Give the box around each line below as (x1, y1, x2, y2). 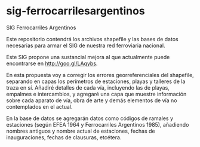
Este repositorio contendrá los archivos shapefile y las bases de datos (6, 35, 179, 42)
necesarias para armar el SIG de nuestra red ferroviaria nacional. (6, 42, 165, 49)
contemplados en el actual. (6, 103, 73, 110)
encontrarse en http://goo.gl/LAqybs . (6, 60, 98, 67)
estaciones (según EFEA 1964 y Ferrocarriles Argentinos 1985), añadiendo (6, 121, 189, 128)
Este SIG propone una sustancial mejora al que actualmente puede (6, 53, 170, 60)
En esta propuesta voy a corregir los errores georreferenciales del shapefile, (6, 71, 194, 78)
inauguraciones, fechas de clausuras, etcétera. (6, 133, 122, 141)
